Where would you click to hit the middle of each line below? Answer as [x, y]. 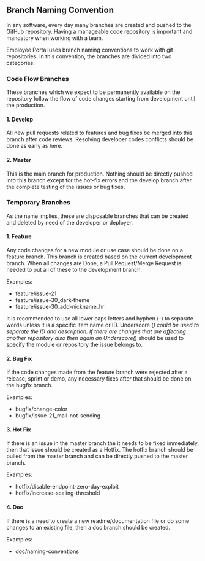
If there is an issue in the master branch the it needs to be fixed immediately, [103, 443]
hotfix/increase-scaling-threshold [58, 493]
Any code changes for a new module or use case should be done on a [95, 250]
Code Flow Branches [38, 79]
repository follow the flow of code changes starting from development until [101, 99]
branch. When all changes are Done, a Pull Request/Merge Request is [94, 263]
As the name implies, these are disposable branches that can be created [98, 216]
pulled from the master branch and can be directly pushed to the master [97, 456]
